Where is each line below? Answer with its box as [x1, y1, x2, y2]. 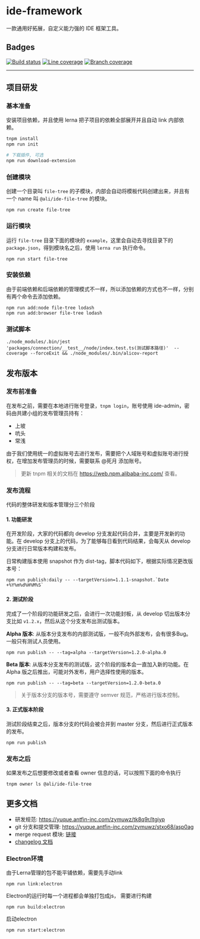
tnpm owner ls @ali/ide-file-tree [6, 781, 92, 788]
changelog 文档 [14, 838, 54, 845]
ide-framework [6, 4, 82, 18]
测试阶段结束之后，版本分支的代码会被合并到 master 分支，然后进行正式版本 [6, 720, 193, 727]
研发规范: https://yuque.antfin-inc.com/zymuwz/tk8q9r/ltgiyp [14, 816, 165, 823]
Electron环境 [6, 854, 43, 863]
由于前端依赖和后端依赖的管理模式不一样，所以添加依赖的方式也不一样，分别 [6, 285, 194, 293]
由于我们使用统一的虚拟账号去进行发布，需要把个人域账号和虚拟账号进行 [6, 450, 183, 457]
